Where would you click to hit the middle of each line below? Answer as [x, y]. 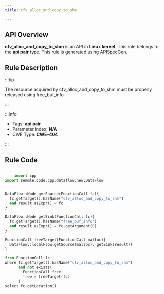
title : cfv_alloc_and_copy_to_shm [41, 10]
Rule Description [32, 67]
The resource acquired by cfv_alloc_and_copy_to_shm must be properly [79, 89]
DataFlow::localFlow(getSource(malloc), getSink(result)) [71, 244]
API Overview [27, 35]
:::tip [10, 80]
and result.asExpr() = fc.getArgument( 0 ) [53, 226]
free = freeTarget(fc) [47, 277]
